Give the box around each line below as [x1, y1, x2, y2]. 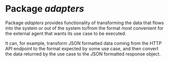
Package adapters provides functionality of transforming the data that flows [5, 20, 164, 26]
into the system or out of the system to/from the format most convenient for [5, 25, 164, 31]
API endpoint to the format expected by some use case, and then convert [5, 45, 159, 51]
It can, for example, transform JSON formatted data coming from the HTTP [5, 40, 162, 46]
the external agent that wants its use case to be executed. [5, 30, 126, 36]
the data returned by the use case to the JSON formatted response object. [5, 51, 161, 57]
